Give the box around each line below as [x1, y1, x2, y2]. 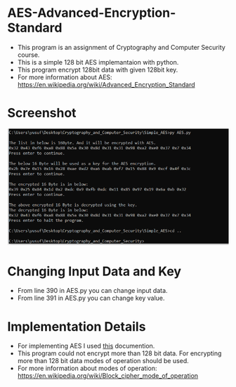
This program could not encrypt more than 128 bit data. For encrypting [17, 349, 222, 358]
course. [17, 51, 40, 59]
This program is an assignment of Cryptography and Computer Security [17, 43, 226, 51]
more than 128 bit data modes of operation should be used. [17, 357, 190, 365]
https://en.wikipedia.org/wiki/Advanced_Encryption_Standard [17, 80, 195, 88]
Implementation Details [7, 318, 146, 334]
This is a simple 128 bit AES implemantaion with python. [17, 58, 179, 66]
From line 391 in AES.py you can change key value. [17, 294, 165, 303]
